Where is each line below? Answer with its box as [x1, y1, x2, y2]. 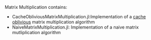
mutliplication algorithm [12, 30, 61, 35]
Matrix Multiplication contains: [5, 4, 67, 10]
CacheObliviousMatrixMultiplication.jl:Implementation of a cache [12, 14, 146, 19]
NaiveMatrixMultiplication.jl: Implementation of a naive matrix [12, 24, 139, 30]
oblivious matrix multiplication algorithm [12, 19, 95, 25]
